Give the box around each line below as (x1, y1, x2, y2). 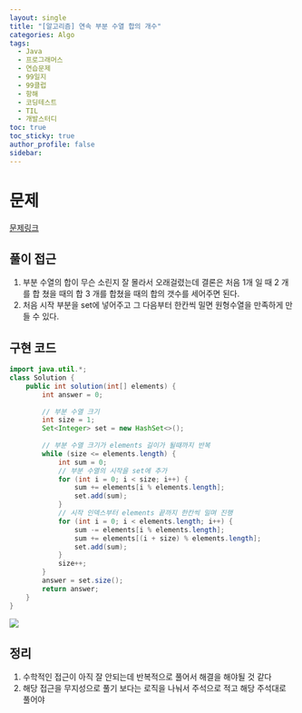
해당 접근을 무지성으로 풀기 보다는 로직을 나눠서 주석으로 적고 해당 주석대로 (22, 683, 287, 694)
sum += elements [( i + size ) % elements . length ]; (73, 533, 261, 543)
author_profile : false (9, 140, 95, 149)
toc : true (9, 124, 47, 133)
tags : (9, 38, 30, 48)
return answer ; (42, 584, 100, 593)
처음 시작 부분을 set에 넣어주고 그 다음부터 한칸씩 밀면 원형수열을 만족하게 (22, 300, 284, 311)
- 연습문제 (17, 64, 52, 74)
